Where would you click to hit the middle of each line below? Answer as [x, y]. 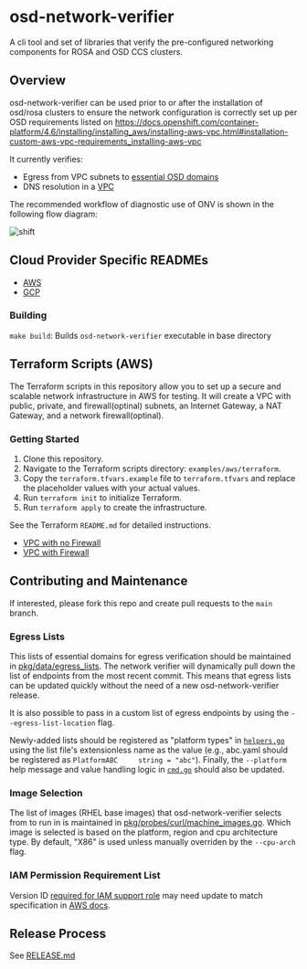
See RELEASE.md [42, 955]
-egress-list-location [53, 723]
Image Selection [46, 793]
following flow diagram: [53, 214]
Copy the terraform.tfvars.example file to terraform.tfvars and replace [159, 478]
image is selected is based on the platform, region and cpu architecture [144, 832]
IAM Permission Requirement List [85, 876]
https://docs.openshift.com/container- [187, 121]
